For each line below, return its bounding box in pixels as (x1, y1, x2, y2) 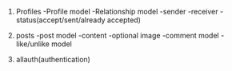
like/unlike (15, 39, 50, 49)
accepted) (106, 15, 142, 25)
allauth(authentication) (15, 55, 90, 64)
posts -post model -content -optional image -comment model (15, 31, 219, 40)
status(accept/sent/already (15, 15, 106, 25)
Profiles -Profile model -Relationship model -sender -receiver (15, 7, 218, 16)
